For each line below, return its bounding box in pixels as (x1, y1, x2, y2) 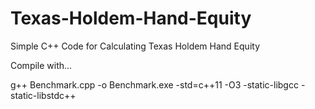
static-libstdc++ (10, 89, 77, 101)
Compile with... (10, 59, 73, 71)
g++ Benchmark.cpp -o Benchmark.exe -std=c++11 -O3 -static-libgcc (10, 78, 299, 91)
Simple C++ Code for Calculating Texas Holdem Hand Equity (10, 40, 260, 52)
